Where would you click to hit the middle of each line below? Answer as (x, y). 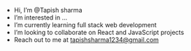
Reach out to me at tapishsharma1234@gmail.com (86, 40)
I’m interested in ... (41, 17)
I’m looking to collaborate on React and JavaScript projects (99, 32)
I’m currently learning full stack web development (85, 25)
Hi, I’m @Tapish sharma (48, 10)
